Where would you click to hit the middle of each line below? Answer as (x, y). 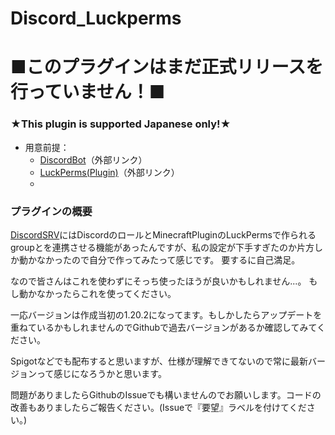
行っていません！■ (88, 92)
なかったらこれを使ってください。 (106, 293)
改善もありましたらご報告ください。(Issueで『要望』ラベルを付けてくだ (158, 407)
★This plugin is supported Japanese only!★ (121, 124)
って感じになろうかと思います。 (101, 373)
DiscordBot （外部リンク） (93, 159)
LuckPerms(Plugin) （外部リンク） (109, 172)
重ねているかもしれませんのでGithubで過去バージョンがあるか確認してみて (164, 327)
